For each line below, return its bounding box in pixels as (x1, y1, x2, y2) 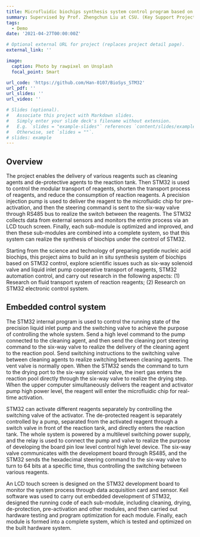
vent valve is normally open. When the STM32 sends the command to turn (6, 362, 189, 369)
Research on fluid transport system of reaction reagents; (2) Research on (6, 279, 186, 286)
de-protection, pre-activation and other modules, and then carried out (6, 505, 178, 512)
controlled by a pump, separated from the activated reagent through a (6, 417, 178, 425)
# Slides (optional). (6, 107, 60, 113)
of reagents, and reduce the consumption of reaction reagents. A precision (6, 191, 190, 199)
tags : (6, 20, 20, 26)
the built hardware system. (6, 524, 72, 531)
